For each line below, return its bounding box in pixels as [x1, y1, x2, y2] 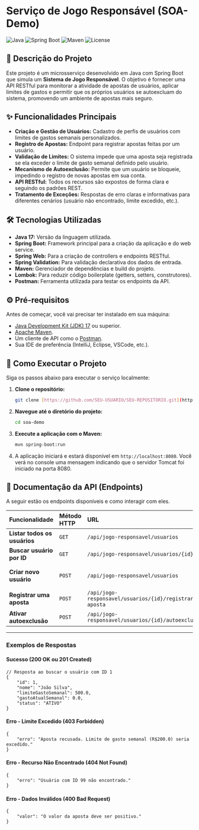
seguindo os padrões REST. [14, 184, 83, 191]
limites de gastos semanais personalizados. [14, 134, 121, 141]
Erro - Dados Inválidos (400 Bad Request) [6, 795, 111, 802]
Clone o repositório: [14, 386, 65, 392]
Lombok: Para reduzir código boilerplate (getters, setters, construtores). [14, 271, 192, 278]
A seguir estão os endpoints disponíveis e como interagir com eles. [6, 498, 170, 505]
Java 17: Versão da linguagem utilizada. [14, 233, 112, 241]
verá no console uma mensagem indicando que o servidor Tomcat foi [14, 458, 185, 465]
